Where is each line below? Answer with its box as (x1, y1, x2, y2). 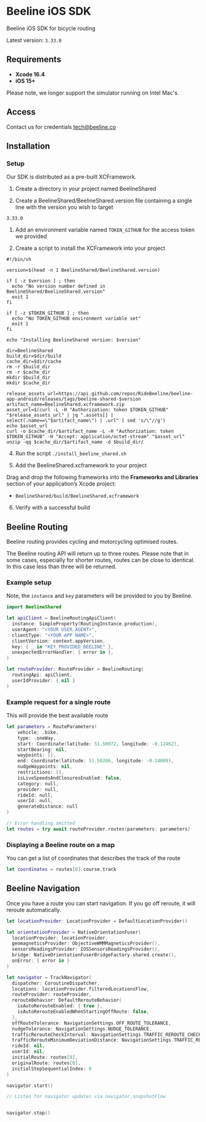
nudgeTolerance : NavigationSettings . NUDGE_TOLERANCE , (12, 1026, 152, 1032)
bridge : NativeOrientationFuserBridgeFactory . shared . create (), (12, 952, 177, 958)
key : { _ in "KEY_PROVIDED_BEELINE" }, (12, 643, 114, 650)
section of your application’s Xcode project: (6, 480, 116, 487)
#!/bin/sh (6, 257, 32, 263)
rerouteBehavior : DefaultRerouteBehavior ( (12, 997, 122, 1004)
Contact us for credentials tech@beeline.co (6, 123, 116, 130)
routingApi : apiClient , (12, 672, 72, 678)
